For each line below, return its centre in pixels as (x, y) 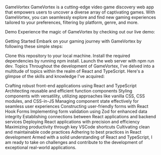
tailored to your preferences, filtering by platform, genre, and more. (72, 22)
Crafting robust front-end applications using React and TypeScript (71, 86)
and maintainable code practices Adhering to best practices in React (73, 132)
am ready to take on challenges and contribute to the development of (74, 142)
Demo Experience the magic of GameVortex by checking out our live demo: (80, 32)
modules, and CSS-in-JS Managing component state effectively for (72, 101)
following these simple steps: (34, 46)
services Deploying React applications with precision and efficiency (73, 122)
